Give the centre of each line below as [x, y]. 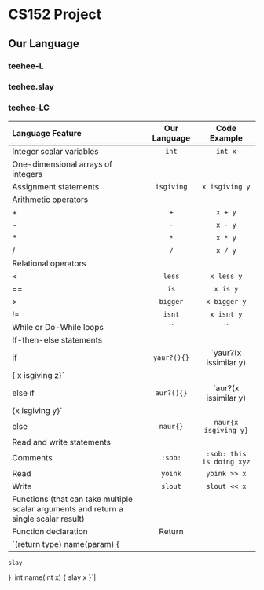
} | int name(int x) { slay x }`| [52, 577]
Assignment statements [56, 186]
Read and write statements [62, 442]
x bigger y [226, 301]
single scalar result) [48, 519]
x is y [226, 289]
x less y [226, 276]
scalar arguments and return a [68, 508]
